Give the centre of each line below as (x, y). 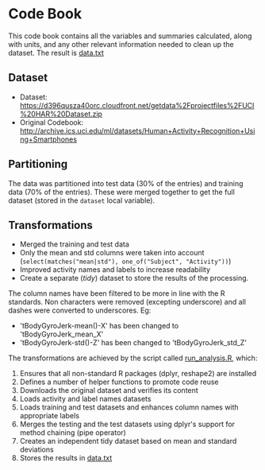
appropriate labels (49, 416)
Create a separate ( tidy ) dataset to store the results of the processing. (134, 278)
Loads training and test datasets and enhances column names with (129, 407)
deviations (36, 449)
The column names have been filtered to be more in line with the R (117, 293)
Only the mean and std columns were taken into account (112, 253)
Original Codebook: (52, 122)
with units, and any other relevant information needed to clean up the (121, 44)
